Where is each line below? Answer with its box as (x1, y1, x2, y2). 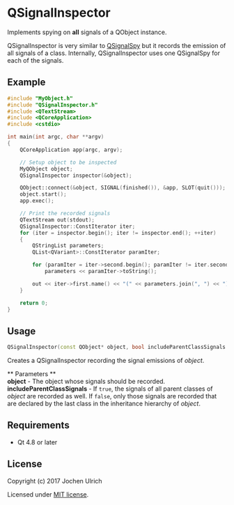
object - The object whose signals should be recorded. (7, 378, 166, 386)
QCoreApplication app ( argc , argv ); (19, 146, 123, 153)
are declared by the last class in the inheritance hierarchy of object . (7, 399, 201, 408)
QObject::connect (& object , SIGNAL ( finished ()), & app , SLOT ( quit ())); (19, 185, 226, 192)
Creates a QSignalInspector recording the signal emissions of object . (7, 357, 205, 365)
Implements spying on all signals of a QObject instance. (7, 28, 167, 36)
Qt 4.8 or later (17, 437, 58, 446)
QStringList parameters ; (32, 242, 104, 249)
